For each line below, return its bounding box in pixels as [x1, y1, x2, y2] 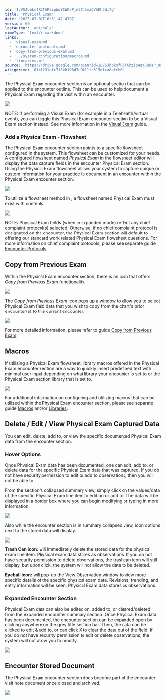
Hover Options [5, 451, 41, 458]
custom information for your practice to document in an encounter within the [5, 171, 161, 177]
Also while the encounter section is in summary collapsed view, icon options [5, 522, 161, 528]
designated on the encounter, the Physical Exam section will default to [5, 230, 148, 236]
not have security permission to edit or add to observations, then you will [5, 472, 154, 478]
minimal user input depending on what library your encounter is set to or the [5, 371, 160, 377]
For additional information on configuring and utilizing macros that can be [5, 394, 155, 400]
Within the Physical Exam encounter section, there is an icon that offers [5, 274, 151, 280]
